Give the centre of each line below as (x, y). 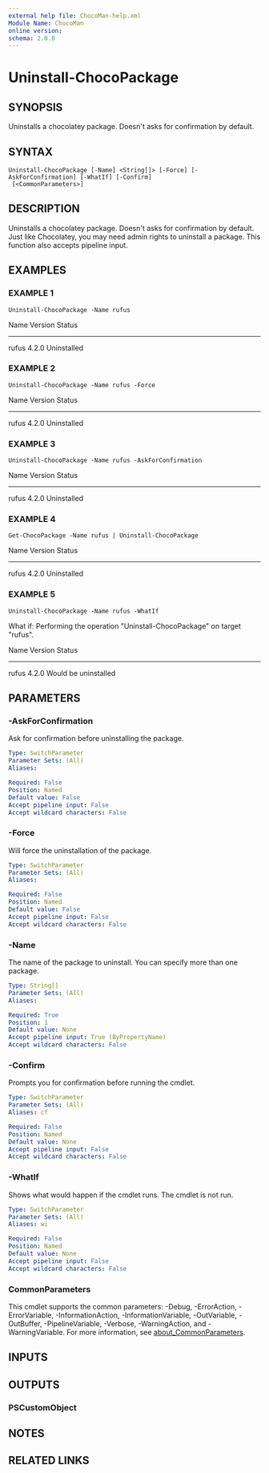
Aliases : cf (28, 1113)
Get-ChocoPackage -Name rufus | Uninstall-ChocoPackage (103, 536)
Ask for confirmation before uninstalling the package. (96, 739)
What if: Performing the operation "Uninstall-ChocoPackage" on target (125, 625)
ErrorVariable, (31, 1315)
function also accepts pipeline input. (68, 245)
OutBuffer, (25, 1323)
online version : (35, 30)
